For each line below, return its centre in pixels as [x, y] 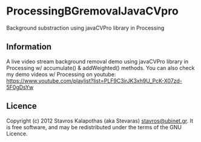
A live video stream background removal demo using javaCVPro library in [97, 61]
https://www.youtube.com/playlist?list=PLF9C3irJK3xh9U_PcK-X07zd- [94, 80]
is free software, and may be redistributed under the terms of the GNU [94, 127]
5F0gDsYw [20, 87]
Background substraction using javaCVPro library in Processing [85, 28]
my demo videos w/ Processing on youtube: [61, 74]
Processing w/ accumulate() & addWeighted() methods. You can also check [100, 68]
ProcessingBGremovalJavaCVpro [92, 11]
